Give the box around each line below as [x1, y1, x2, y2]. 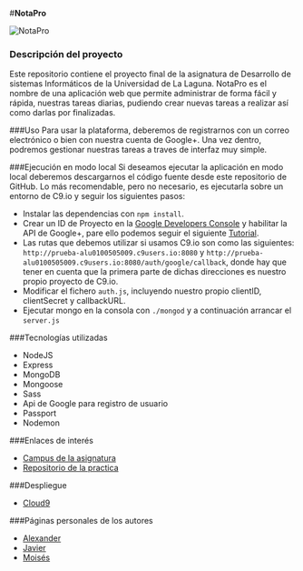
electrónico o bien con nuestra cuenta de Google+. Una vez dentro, [9, 135, 261, 145]
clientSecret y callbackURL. [22, 296, 126, 306]
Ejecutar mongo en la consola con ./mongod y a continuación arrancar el [22, 305, 292, 316]
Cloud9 [22, 497, 51, 508]
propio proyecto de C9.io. [22, 276, 119, 287]
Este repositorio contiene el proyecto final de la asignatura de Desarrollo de [9, 68, 292, 80]
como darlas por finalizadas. [9, 107, 116, 118]
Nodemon [22, 417, 61, 428]
